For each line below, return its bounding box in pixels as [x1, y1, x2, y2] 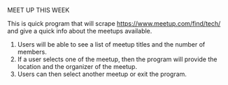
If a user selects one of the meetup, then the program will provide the [17, 55, 218, 63]
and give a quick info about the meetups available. [7, 27, 152, 35]
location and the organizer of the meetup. [17, 63, 138, 70]
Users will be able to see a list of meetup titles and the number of [17, 40, 206, 48]
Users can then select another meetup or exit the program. [17, 70, 187, 78]
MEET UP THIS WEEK [7, 6, 70, 14]
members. [17, 48, 47, 56]
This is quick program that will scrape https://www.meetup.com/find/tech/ [7, 20, 221, 27]
